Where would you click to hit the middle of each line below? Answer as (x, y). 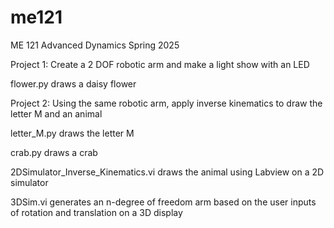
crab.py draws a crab (54, 152)
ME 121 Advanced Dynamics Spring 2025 (95, 45)
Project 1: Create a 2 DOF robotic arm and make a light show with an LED (160, 64)
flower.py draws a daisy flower (73, 83)
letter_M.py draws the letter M (72, 133)
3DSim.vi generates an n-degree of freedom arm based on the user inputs (163, 202)
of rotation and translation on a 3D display (96, 212)
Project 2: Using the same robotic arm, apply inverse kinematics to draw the (166, 103)
